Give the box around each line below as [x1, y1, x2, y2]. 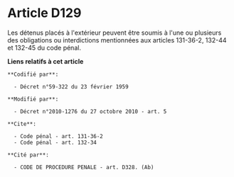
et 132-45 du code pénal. [7, 43, 82, 52]
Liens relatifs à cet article [7, 57, 84, 65]
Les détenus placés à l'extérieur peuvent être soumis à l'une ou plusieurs [7, 28, 222, 37]
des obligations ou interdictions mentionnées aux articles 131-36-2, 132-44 [7, 35, 227, 44]
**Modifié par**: [7, 96, 59, 103]
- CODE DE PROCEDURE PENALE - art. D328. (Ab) [14, 164, 154, 171]
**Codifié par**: [7, 71, 59, 78]
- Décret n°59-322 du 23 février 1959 [14, 83, 129, 90]
